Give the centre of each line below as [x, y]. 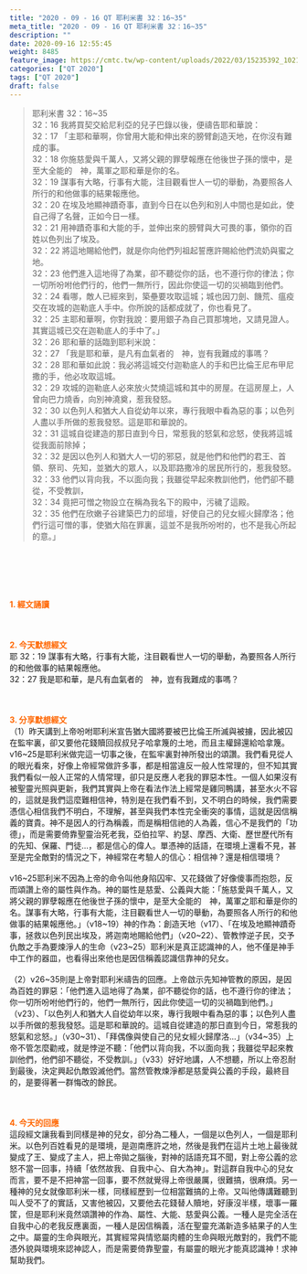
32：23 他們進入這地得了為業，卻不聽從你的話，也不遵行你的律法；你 [163, 273]
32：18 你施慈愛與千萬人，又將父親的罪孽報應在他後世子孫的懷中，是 [162, 159]
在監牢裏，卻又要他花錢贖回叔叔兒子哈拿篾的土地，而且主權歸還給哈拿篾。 [149, 743]
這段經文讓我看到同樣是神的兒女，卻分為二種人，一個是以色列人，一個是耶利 [153, 1134]
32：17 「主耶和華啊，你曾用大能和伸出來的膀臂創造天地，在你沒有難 [162, 136]
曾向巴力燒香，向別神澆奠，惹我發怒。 [104, 399]
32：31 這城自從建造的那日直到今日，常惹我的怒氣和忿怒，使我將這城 [162, 433]
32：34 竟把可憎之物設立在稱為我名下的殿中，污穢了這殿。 [143, 502]
